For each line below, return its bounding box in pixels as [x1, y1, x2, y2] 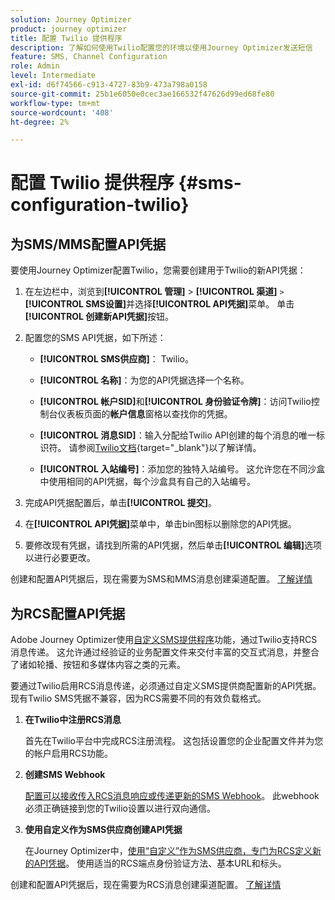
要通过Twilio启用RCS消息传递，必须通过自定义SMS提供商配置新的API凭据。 [10, 680, 322, 692]
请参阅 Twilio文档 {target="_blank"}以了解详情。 [68, 442, 262, 454]
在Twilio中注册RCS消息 [24, 714, 122, 726]
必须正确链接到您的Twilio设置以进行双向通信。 [24, 802, 216, 815]
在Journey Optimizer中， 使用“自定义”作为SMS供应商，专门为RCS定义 [24, 845, 313, 857]
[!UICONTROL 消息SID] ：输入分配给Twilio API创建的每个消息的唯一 [39, 429, 317, 441]
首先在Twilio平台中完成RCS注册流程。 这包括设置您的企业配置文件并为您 [24, 735, 324, 747]
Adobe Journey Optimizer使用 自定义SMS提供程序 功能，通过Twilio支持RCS [10, 634, 318, 646]
